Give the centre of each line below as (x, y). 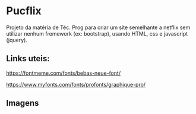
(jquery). (17, 40)
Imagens (23, 103)
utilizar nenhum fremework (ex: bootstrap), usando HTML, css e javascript (97, 33)
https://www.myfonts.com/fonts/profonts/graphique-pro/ (76, 84)
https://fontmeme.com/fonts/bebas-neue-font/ (63, 73)
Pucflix (24, 11)
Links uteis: (28, 58)
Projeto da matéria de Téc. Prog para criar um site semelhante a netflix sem (98, 27)
